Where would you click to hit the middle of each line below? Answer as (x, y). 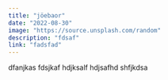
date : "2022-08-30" (40, 23)
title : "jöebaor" (37, 15)
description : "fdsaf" (44, 38)
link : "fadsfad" (35, 45)
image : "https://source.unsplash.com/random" (84, 30)
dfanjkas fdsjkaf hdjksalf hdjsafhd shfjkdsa (78, 67)
